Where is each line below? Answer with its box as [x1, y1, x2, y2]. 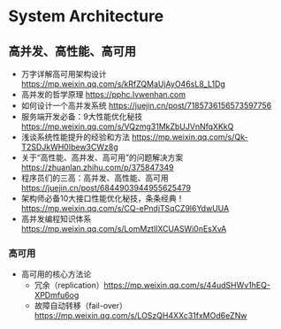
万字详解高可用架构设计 [20, 69, 107, 79]
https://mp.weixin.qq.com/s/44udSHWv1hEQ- [103, 280, 271, 291]
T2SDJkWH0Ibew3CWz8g [20, 142, 118, 152]
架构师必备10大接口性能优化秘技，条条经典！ [20, 193, 185, 203]
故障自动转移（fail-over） [34, 301, 127, 311]
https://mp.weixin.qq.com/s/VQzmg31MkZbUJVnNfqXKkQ [20, 121, 234, 132]
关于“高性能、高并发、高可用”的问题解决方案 [20, 152, 184, 163]
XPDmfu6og [34, 290, 80, 301]
